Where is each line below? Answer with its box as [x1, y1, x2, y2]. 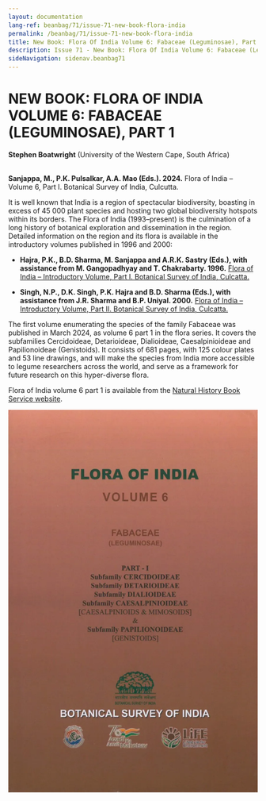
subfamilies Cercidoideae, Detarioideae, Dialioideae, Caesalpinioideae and [8, 336, 251, 345]
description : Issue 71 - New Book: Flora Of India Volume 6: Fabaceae [8, 46, 246, 55]
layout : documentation [8, 13, 83, 21]
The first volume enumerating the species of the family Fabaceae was [8, 319, 236, 329]
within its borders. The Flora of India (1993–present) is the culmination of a [8, 214, 251, 224]
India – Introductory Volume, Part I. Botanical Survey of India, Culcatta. [19, 271, 249, 281]
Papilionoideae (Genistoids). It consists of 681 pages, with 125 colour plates [8, 345, 255, 354]
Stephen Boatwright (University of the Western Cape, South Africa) [8, 149, 230, 159]
